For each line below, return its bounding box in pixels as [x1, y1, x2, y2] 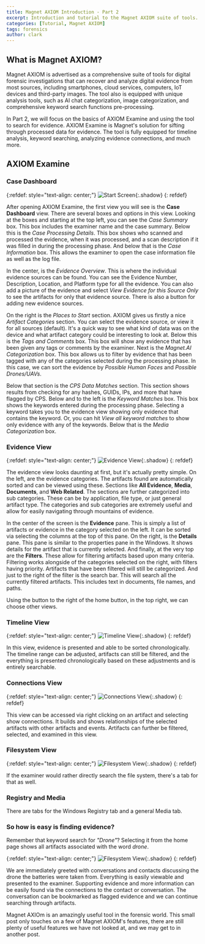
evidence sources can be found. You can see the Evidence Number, [6, 273, 177, 281]
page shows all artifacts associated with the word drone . [6, 843, 149, 850]
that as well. [6, 778, 37, 785]
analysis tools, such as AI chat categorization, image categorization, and [6, 96, 189, 104]
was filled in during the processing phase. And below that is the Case [6, 242, 182, 249]
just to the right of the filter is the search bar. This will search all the [6, 571, 176, 579]
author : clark [6, 32, 43, 38]
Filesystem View [6, 746, 57, 754]
